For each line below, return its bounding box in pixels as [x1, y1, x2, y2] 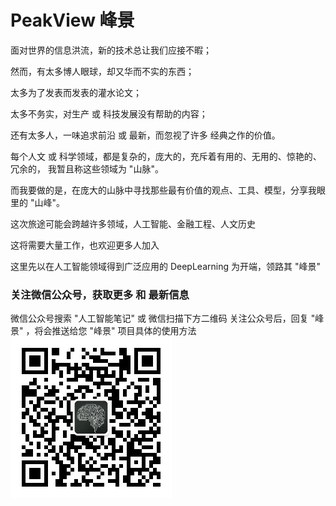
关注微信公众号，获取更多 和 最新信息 [10, 287, 190, 301]
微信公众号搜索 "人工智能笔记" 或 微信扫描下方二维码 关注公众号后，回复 [10, 312, 309, 325]
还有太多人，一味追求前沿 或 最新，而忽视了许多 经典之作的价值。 [10, 129, 281, 141]
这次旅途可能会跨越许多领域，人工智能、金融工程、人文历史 [10, 217, 256, 230]
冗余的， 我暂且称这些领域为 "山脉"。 [10, 162, 164, 175]
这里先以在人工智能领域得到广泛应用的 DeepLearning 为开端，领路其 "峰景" [10, 260, 321, 272]
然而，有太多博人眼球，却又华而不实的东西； [10, 65, 195, 77]
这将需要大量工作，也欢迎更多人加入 [10, 239, 160, 251]
